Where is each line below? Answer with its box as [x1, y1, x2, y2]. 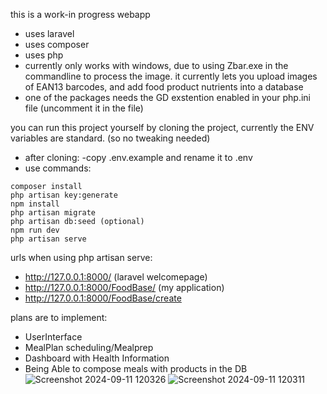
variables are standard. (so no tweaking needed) [10, 132, 211, 144]
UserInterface [24, 331, 83, 343]
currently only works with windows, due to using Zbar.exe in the [24, 60, 289, 71]
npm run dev [10, 225, 60, 235]
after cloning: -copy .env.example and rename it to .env [24, 152, 253, 163]
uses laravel [24, 28, 75, 39]
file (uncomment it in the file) [24, 102, 144, 114]
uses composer [24, 39, 90, 50]
